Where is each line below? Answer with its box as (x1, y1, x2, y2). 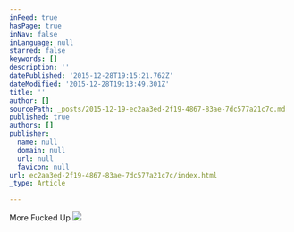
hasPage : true (9, 21, 63, 30)
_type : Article (9, 179, 66, 188)
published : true (9, 112, 70, 121)
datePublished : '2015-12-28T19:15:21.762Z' (9, 71, 174, 80)
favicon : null (17, 162, 70, 171)
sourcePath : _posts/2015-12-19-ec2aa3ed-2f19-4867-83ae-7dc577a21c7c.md (9, 104, 286, 113)
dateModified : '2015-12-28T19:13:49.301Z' (9, 79, 170, 88)
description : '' (9, 63, 70, 72)
